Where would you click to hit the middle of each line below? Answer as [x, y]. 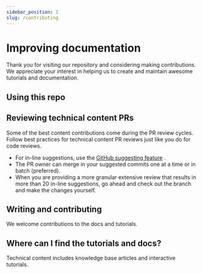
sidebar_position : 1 [33, 12]
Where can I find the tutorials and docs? [84, 243]
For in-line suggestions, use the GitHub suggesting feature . [90, 157]
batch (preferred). [38, 170]
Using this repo [36, 97]
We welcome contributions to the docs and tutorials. [72, 224]
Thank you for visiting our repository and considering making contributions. [101, 65]
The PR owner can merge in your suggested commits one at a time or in [105, 164]
